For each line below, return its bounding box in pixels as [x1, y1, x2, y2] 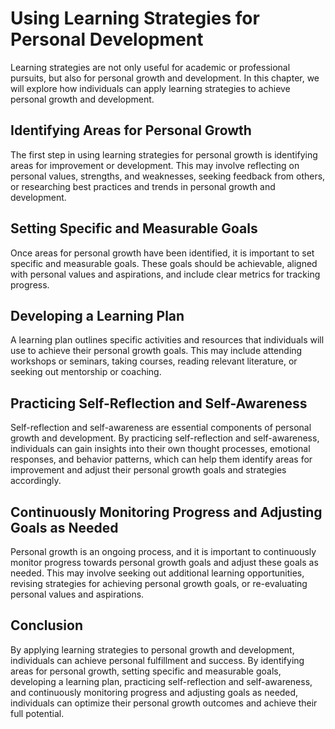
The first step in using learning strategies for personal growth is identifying [10, 148, 318, 161]
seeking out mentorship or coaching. [10, 366, 162, 378]
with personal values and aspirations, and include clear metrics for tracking [10, 268, 321, 280]
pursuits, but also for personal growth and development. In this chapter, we [10, 72, 320, 84]
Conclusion [10, 617, 84, 634]
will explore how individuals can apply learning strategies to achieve [10, 82, 291, 94]
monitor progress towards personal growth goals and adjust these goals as [10, 557, 319, 568]
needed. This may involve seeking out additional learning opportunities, [10, 567, 305, 579]
